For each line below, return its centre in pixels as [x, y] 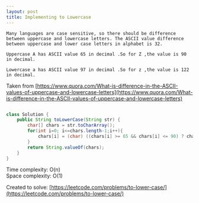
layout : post [22, 12]
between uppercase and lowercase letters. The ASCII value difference [95, 38]
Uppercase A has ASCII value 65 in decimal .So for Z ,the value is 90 [96, 54]
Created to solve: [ [29, 188]
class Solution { [28, 114]
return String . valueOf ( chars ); [66, 147]
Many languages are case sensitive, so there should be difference [91, 33]
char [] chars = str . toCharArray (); [71, 125]
